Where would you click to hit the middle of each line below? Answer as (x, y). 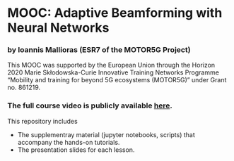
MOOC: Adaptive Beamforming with (115, 13)
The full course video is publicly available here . (90, 105)
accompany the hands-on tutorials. (69, 142)
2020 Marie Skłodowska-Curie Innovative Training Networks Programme (113, 72)
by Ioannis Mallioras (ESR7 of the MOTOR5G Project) (99, 50)
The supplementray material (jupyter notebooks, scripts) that (106, 134)
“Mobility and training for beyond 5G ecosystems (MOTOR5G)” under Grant (117, 80)
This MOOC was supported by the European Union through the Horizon (111, 65)
